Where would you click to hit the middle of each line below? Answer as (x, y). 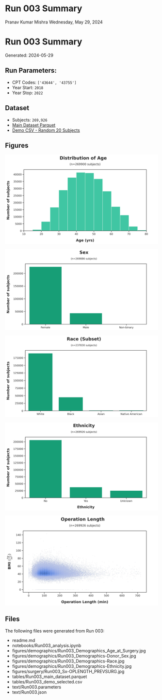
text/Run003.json (29, 692)
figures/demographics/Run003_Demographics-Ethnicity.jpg (72, 666)
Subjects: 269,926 (30, 120)
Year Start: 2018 (28, 87)
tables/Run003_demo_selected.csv (47, 681)
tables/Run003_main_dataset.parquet (49, 677)
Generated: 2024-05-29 (29, 55)
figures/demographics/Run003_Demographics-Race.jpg (68, 661)
